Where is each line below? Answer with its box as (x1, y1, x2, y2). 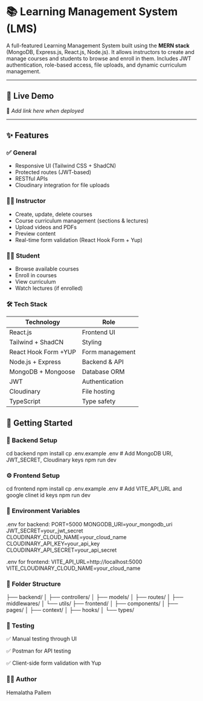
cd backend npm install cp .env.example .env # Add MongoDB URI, (6, 450, 173, 457)
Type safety (82, 397, 116, 406)
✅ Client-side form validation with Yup (6, 659, 101, 667)
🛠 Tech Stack (6, 300, 48, 308)
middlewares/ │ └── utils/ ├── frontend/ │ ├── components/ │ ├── (6, 600, 178, 607)
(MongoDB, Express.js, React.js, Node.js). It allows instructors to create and (6, 48, 195, 55)
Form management (82, 348, 136, 357)
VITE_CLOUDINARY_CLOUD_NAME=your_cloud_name (6, 565, 141, 572)
